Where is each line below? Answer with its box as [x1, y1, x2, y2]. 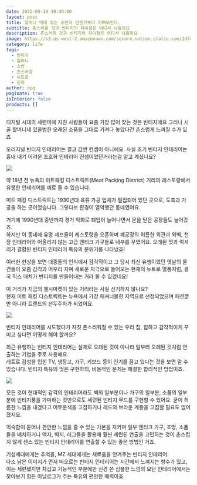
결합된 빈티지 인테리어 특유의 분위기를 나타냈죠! [16, 245, 125, 253]
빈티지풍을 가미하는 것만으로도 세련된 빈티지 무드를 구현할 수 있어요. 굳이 [16, 396, 183, 403]
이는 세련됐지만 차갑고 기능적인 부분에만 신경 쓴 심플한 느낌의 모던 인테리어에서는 [6, 465, 191, 472]
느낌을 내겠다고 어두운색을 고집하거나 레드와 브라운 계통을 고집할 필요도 [16, 403, 180, 410]
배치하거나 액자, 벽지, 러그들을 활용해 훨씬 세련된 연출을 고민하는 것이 [16, 430, 175, 438]
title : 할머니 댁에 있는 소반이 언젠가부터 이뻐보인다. [6, 19, 121, 25]
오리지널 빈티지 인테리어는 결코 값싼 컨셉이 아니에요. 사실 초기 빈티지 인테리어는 [6, 145, 188, 153]
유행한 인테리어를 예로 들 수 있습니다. [6, 183, 91, 191]
